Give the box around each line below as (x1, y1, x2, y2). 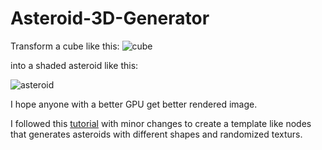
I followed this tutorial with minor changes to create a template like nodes (10, 117, 312, 129)
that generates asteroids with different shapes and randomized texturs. (10, 128, 303, 140)
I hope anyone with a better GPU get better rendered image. (10, 98, 258, 110)
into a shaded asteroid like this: (10, 59, 139, 71)
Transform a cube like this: (10, 40, 120, 52)
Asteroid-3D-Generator (10, 7, 210, 30)
